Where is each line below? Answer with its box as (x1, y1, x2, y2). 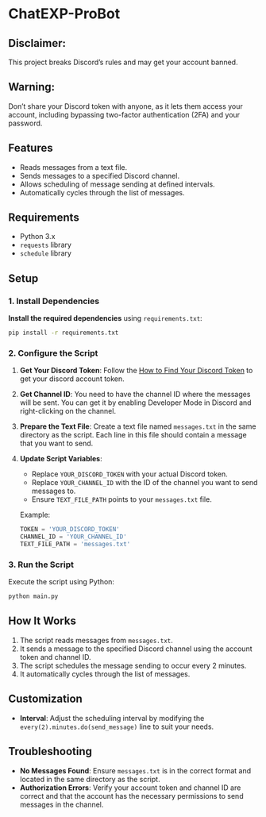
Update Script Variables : (19, 454, 102, 464)
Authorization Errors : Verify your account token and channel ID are (19, 783, 241, 792)
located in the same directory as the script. (19, 774, 160, 784)
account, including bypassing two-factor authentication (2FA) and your (8, 110, 241, 119)
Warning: (8, 80, 56, 94)
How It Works (8, 615, 77, 628)
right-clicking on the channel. (19, 407, 117, 416)
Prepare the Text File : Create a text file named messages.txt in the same (19, 422, 256, 431)
